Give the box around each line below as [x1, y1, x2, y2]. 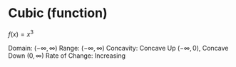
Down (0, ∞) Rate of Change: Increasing [8, 51, 126, 60]
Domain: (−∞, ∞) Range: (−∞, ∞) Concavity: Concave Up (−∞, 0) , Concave [8, 43, 229, 52]
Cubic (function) [8, 5, 108, 21]
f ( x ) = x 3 [8, 29, 34, 38]
